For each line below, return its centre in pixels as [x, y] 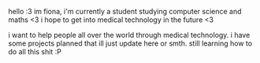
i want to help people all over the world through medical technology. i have [129, 35]
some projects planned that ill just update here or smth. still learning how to [130, 43]
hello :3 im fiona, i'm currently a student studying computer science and [125, 11]
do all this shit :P [35, 52]
